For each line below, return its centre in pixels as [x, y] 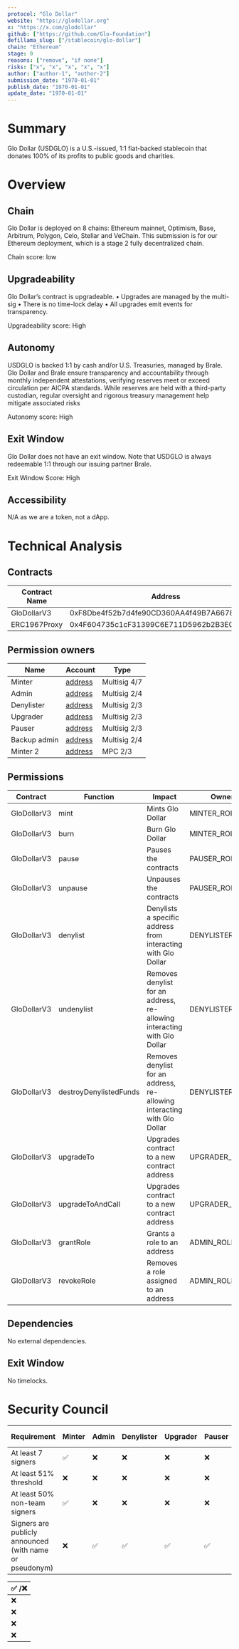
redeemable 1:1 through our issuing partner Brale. [79, 464]
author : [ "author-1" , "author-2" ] [59, 73]
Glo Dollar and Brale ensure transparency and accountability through [108, 373]
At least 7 [27, 1452]
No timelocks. [28, 1380]
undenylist [76, 1009]
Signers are [30, 1523]
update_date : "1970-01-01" [47, 93]
